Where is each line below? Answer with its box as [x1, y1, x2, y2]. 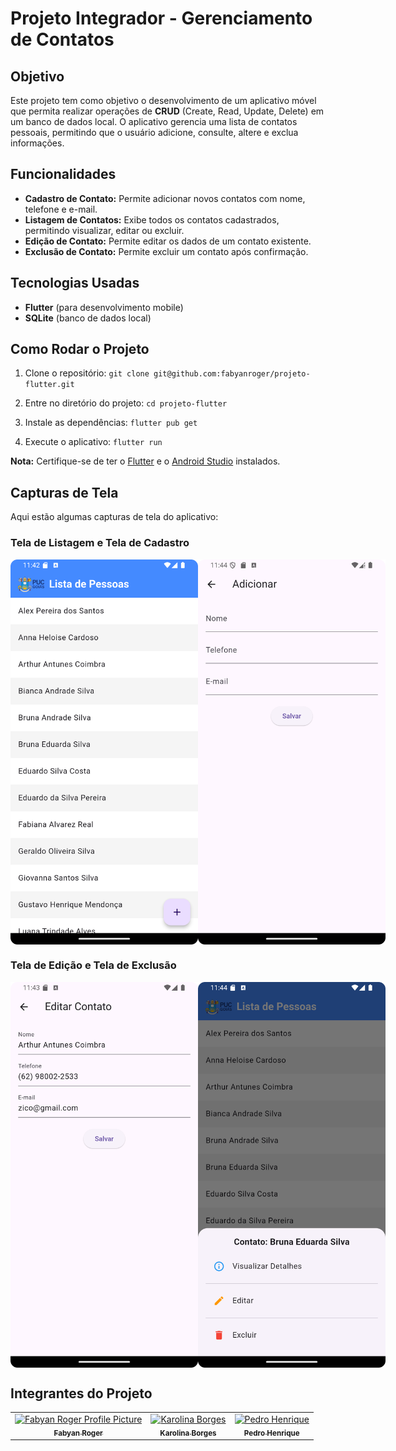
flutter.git [24, 380, 75, 390]
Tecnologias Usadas [10, 275, 140, 292]
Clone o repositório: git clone [24, 367, 150, 379]
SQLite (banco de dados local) [24, 312, 152, 324]
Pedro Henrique [243, 1428, 300, 1438]
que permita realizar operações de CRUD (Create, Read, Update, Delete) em [10, 105, 325, 117]
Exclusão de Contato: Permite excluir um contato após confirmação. [24, 245, 309, 257]
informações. [10, 137, 65, 149]
